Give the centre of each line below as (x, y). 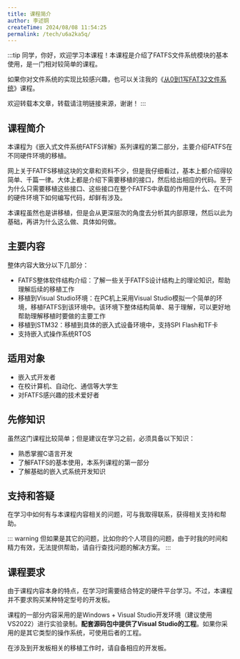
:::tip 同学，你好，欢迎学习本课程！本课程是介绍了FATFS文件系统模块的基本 (118, 55)
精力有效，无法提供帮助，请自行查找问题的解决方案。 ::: (89, 547)
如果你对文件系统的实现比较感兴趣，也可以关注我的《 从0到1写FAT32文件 (114, 79)
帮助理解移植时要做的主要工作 (61, 316)
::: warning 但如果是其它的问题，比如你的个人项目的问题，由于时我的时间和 (118, 539)
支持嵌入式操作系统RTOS (54, 334)
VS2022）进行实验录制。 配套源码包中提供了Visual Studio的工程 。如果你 (115, 624)
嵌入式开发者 (36, 377)
